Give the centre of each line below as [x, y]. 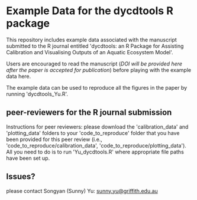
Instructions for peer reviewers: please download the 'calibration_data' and [97, 127]
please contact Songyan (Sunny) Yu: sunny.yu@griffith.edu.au [82, 191]
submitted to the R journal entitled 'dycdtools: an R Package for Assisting [95, 46]
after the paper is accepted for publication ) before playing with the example [98, 70]
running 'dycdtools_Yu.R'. [37, 94]
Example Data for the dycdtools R [90, 11]
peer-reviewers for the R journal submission [89, 112]
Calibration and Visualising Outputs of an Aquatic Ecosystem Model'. [90, 52]
